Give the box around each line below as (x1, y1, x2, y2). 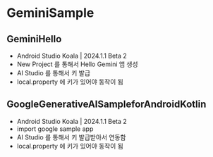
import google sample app (16, 125, 94, 133)
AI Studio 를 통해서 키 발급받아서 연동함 (16, 132, 126, 142)
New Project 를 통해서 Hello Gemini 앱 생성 (16, 60, 138, 68)
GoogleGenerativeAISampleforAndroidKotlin (6, 99, 207, 111)
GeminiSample (6, 5, 95, 21)
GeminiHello (6, 33, 62, 45)
